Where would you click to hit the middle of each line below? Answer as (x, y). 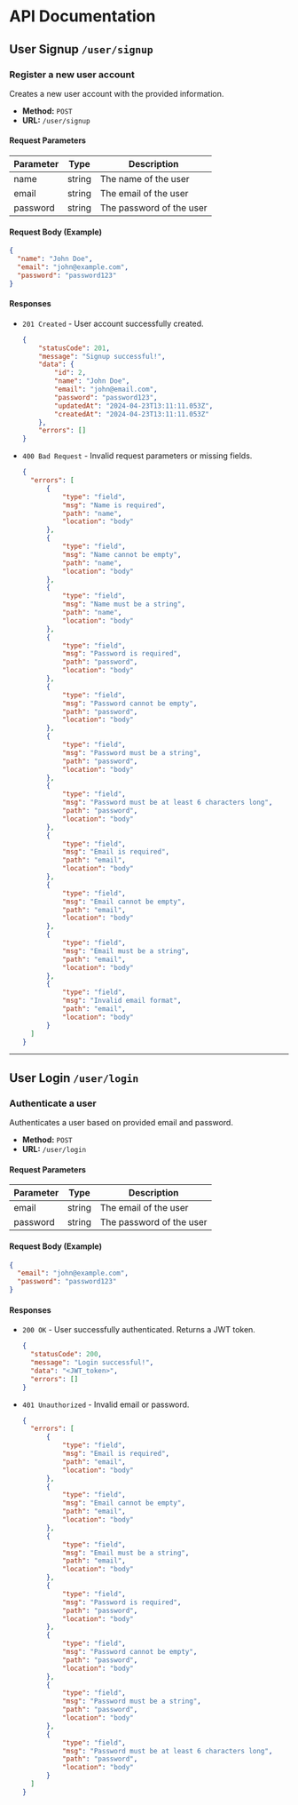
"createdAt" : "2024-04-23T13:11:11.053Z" (132, 414)
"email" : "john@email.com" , (106, 390)
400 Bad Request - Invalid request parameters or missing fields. (137, 456)
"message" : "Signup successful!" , (102, 356)
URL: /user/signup (56, 120)
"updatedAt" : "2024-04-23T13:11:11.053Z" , (134, 406)
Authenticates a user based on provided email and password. (121, 1123)
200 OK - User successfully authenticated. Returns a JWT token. (138, 1330)
